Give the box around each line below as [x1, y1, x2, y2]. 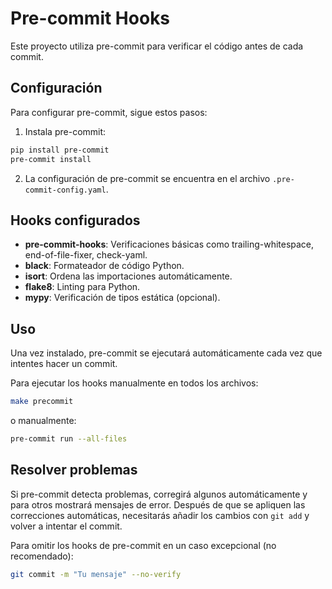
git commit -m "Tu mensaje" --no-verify [10, 569, 182, 579]
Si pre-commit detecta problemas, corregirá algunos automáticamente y [10, 488, 308, 500]
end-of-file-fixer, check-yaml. [24, 249, 148, 261]
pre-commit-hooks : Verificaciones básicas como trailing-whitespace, [24, 238, 315, 251]
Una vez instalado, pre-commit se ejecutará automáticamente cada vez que [10, 347, 323, 359]
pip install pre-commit [10, 145, 110, 155]
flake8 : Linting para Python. [24, 281, 141, 293]
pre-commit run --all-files [10, 434, 128, 444]
